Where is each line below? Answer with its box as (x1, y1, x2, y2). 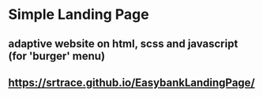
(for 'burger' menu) (8, 49, 105, 62)
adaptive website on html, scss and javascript (8, 37, 239, 50)
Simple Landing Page (8, 6, 149, 24)
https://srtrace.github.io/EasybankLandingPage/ (8, 76, 255, 89)
